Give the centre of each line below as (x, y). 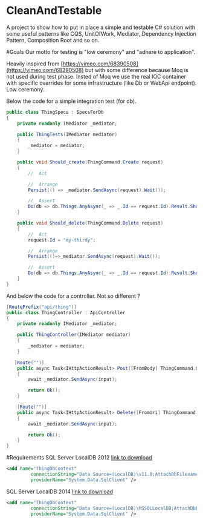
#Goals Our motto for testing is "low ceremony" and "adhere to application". (101, 51)
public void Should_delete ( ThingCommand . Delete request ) (90, 223)
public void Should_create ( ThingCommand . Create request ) (90, 162)
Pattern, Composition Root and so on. (53, 40)
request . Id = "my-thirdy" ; (62, 240)
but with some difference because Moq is (137, 70)
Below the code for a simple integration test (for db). (72, 101)
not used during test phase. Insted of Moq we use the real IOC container (96, 76)
